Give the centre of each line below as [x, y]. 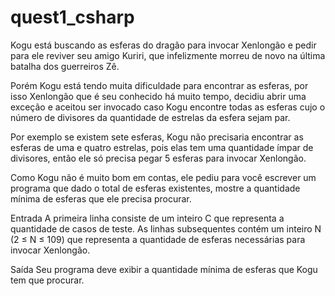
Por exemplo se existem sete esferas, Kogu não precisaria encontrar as [157, 137]
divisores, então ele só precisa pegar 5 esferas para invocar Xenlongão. [158, 158]
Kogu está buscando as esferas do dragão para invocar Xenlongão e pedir [163, 45]
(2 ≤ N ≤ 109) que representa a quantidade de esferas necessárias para [158, 239]
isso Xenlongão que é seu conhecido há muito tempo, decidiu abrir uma [158, 96]
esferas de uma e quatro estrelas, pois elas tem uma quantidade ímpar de [162, 147]
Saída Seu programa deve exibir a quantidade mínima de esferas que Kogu [164, 269]
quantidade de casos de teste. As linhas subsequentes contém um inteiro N [166, 228]
